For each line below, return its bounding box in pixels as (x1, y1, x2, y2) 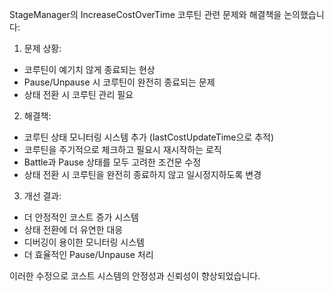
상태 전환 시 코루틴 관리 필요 (23, 89, 134, 100)
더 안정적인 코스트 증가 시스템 (23, 211, 139, 223)
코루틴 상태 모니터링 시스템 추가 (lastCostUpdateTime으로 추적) (23, 131, 275, 143)
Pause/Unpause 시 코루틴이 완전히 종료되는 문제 (23, 76, 216, 88)
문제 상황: (23, 43, 62, 54)
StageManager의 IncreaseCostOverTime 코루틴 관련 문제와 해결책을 (9, 9, 282, 20)
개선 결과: (23, 190, 62, 202)
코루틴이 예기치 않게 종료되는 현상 (23, 64, 156, 75)
